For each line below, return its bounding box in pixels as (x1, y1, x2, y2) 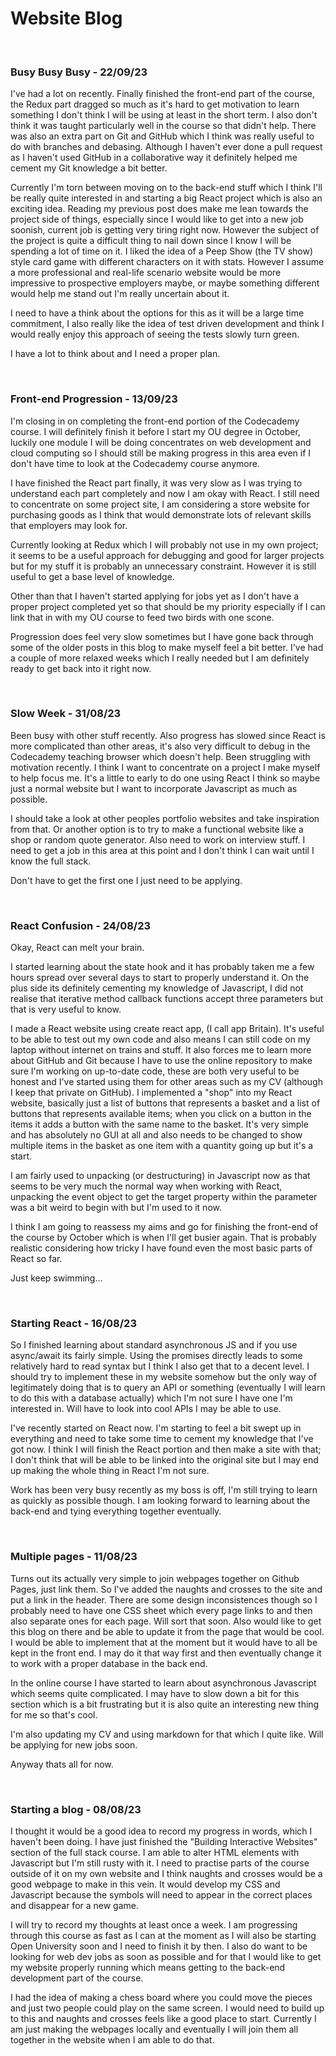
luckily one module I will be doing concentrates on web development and (10, 436, 312, 448)
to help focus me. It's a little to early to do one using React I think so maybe (10, 772, 321, 784)
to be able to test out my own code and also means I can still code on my (10, 1033, 311, 1046)
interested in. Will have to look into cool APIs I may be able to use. (10, 1403, 282, 1415)
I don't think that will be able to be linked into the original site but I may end (10, 1454, 319, 1466)
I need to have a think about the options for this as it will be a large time (10, 307, 305, 319)
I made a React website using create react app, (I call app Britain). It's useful (10, 1023, 325, 1035)
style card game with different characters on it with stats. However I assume (10, 256, 325, 268)
